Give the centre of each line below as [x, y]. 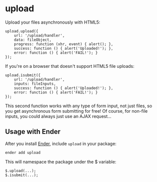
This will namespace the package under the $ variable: [61, 162]
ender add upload [23, 152]
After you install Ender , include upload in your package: [61, 144]
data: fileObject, [33, 40]
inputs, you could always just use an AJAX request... [58, 116]
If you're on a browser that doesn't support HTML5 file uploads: [70, 66]
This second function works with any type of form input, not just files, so [79, 106]
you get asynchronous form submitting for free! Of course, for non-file [76, 111]
